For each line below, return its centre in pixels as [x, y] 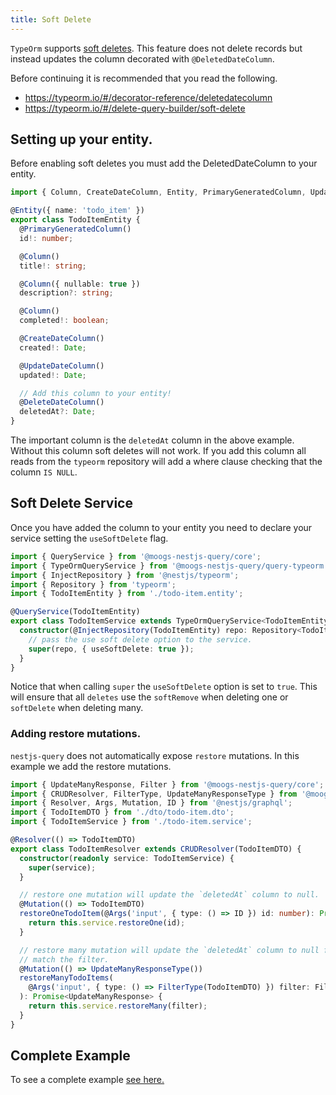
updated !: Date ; [53, 375]
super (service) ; [62, 867]
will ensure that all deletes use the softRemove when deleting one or [149, 697]
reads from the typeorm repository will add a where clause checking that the [166, 462]
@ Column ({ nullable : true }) [80, 284]
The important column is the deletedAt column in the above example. [152, 440]
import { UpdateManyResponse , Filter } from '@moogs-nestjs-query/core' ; [167, 784]
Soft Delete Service [71, 503]
